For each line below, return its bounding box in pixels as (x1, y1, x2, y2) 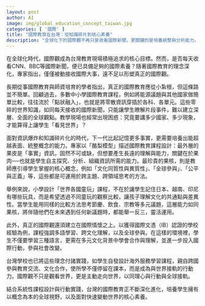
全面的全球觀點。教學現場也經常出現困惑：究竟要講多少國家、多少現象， (16, 114, 199, 121)
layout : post (6, 9, 40, 15)
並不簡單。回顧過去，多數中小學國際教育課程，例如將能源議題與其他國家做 (6, 91, 193, 98)
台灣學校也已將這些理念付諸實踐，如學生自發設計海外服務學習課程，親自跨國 (6, 257, 199, 264)
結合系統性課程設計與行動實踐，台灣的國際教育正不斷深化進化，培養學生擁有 (6, 285, 199, 293)
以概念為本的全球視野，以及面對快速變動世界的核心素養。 (6, 293, 151, 300)
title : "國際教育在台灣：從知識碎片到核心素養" (6, 32, 113, 38)
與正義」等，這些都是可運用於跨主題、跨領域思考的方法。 (6, 172, 151, 180)
